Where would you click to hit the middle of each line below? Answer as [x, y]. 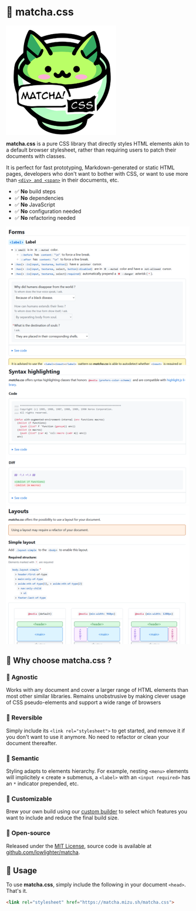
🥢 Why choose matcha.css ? [59, 661]
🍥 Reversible [24, 718]
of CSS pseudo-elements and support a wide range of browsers [84, 702]
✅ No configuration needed [48, 211]
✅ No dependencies [39, 198]
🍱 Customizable [29, 799]
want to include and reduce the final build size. [62, 818]
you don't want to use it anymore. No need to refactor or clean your [88, 736]
